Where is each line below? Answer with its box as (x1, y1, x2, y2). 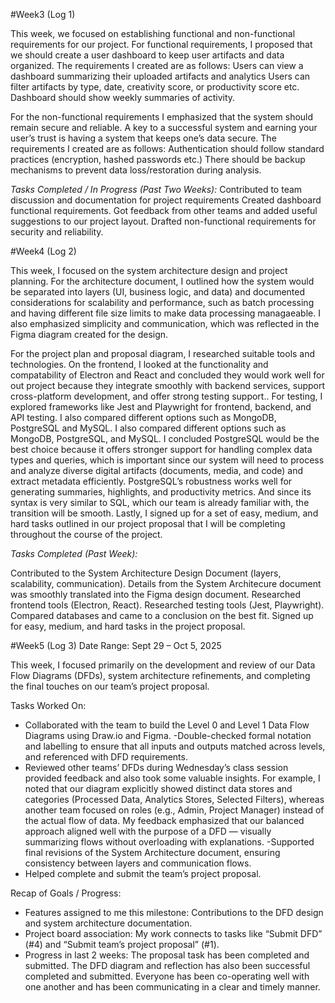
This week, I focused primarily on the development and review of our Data (10, 659, 316, 671)
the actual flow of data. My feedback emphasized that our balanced (24, 815, 305, 826)
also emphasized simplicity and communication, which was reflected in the (10, 318, 320, 329)
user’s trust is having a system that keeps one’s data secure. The (10, 132, 277, 144)
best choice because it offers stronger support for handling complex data (10, 444, 313, 455)
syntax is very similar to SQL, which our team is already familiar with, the (10, 497, 310, 508)
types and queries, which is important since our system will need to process (10, 454, 325, 466)
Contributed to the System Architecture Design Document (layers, (10, 567, 282, 579)
